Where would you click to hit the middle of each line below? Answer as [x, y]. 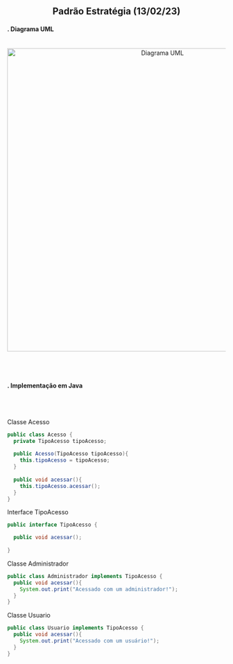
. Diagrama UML [31, 29]
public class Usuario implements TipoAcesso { [76, 628]
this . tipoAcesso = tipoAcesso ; [65, 460]
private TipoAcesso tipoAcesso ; [60, 441]
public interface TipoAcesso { [52, 525]
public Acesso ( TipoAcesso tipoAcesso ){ [71, 454]
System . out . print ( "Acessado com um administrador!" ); [99, 589]
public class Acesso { [40, 435]
